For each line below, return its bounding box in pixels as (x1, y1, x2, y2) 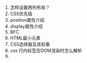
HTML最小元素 (10, 35, 41, 41)
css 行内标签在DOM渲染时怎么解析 (10, 47, 82, 53)
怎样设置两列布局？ (10, 5, 50, 10)
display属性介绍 (10, 23, 43, 29)
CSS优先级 (10, 11, 33, 17)
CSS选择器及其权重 (10, 41, 50, 47)
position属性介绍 (10, 17, 45, 23)
